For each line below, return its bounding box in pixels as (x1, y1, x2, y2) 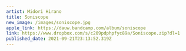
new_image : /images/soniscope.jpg (6, 19, 91, 25)
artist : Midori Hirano (6, 8, 62, 15)
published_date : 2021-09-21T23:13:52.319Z (6, 36, 112, 42)
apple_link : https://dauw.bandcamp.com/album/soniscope (6, 25, 146, 31)
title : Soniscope (6, 14, 49, 20)
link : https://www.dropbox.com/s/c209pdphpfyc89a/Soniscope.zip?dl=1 (6, 30, 181, 36)
